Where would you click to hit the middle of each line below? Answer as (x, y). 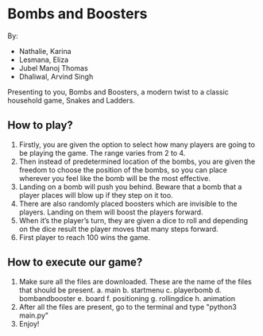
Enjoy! (29, 323)
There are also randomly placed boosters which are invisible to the (128, 203)
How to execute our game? (75, 263)
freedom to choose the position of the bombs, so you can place (123, 170)
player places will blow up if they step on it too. (96, 195)
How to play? (40, 125)
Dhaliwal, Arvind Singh (56, 76)
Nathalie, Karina (45, 51)
